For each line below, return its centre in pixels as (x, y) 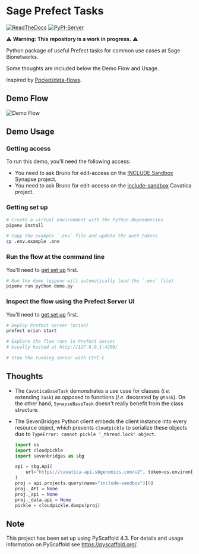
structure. (27, 409)
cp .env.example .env (33, 242)
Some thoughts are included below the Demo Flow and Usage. (83, 68)
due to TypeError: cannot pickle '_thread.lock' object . (85, 434)
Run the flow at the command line (56, 257)
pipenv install (25, 225)
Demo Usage (30, 132)
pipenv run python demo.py (40, 286)
